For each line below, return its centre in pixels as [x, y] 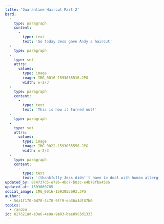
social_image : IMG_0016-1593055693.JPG [46, 191]
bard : [10, 14]
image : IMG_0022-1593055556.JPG [56, 146]
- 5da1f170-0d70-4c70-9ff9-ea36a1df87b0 [51, 201]
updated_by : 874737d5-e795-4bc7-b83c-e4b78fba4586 [58, 182]
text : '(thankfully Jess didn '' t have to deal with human [83, 178]
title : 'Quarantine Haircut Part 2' [42, 10]
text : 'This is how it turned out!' [60, 110]
